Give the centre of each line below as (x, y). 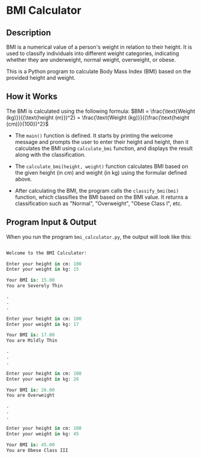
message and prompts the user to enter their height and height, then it (102, 142)
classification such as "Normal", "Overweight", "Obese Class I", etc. (98, 203)
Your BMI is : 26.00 (31, 390)
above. (23, 179)
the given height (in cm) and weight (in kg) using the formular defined (101, 172)
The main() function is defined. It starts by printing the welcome (94, 135)
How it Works (32, 97)
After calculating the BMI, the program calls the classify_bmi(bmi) (97, 190)
